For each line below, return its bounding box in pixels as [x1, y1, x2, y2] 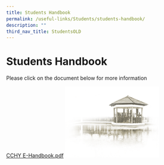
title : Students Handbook [6, 10, 70, 15]
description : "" [6, 22, 47, 28]
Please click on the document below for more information [6, 74, 147, 82]
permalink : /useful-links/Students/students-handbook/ [6, 15, 146, 22]
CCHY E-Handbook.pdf [6, 152, 64, 159]
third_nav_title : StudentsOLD [6, 29, 82, 35]
